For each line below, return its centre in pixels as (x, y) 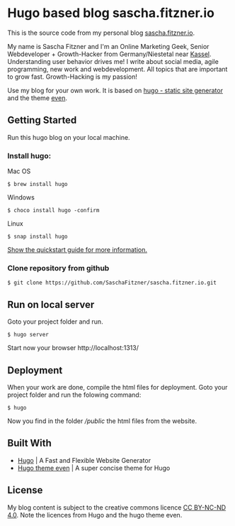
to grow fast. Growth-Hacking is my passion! (73, 77)
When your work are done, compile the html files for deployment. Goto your (117, 387)
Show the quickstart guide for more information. (77, 250)
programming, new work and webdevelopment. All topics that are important (117, 69)
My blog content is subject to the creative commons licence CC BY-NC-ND (117, 507)
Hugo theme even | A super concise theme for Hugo (94, 468)
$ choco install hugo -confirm (53, 211)
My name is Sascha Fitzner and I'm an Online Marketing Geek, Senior (108, 46)
